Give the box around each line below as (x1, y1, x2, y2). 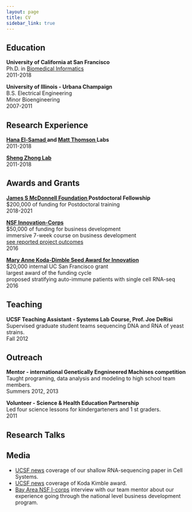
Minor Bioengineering (6, 96, 60, 103)
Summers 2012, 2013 (6, 388, 59, 395)
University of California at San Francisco (6, 59, 110, 66)
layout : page (6, 8, 39, 15)
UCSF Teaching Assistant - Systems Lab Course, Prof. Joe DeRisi (6, 315, 173, 323)
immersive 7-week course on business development (6, 231, 137, 239)
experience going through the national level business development (14, 492, 181, 499)
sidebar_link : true (6, 20, 56, 26)
